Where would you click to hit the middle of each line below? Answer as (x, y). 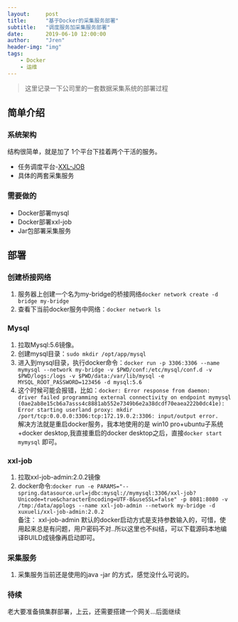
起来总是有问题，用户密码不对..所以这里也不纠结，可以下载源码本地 (122, 529)
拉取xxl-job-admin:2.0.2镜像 (59, 477)
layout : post (33, 14)
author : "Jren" (36, 41)
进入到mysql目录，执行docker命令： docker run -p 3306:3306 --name (119, 362)
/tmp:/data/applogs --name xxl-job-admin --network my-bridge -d (116, 506)
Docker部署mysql (43, 213)
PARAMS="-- (113, 486)
